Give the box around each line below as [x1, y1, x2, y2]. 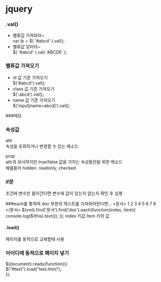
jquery [5, 3, 33, 15]
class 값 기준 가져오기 [12, 86, 55, 91]
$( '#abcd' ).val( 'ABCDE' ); [12, 49, 67, 55]
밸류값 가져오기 [5, 63, 40, 69]
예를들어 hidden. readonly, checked [5, 165, 76, 171]
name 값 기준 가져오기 [12, 97, 56, 103]
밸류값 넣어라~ [12, 44, 41, 50]
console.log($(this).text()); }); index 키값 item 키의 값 [5, 213, 110, 219]
